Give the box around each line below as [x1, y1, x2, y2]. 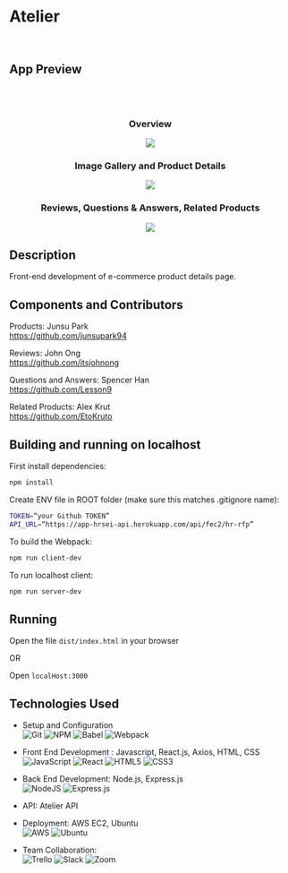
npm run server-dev [9, 586, 82, 596]
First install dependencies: [9, 461, 106, 472]
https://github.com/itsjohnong [9, 357, 119, 368]
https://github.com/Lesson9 [9, 384, 113, 395]
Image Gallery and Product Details [74, 159, 226, 172]
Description [9, 248, 76, 263]
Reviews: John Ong [9, 347, 81, 359]
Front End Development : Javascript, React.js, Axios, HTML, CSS [21, 747, 260, 757]
